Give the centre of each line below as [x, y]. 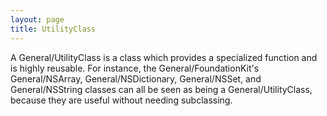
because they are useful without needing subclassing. [121, 100]
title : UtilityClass [53, 29]
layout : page [37, 19]
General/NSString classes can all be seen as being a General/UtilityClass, [161, 89]
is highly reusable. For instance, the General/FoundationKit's [135, 68]
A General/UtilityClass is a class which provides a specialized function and [164, 57]
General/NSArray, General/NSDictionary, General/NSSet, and [136, 78]
